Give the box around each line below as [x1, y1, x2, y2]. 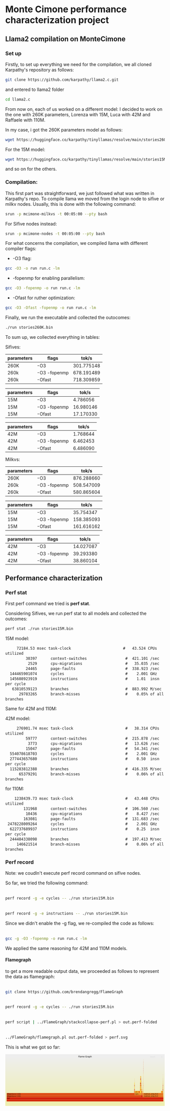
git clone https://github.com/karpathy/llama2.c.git [5, 77, 119, 82]
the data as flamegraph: [5, 973, 55, 979]
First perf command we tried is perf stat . [5, 600, 91, 607]
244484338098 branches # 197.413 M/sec [10, 837, 162, 842]
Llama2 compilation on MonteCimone [5, 35, 126, 43]
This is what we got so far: [5, 1044, 61, 1050]
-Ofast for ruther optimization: [12, 295, 75, 301]
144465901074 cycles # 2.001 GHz [10, 671, 157, 676]
